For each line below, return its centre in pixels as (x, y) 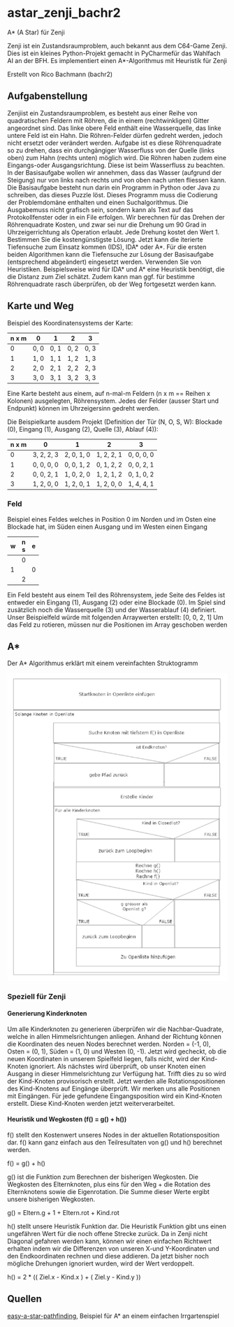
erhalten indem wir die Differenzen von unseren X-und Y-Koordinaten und (114, 1248)
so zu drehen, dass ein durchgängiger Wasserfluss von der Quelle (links (111, 150)
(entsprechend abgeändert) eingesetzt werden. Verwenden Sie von (104, 262)
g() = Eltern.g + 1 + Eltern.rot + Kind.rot (64, 1212)
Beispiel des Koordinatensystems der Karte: (70, 322)
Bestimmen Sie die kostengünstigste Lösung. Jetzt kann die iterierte (105, 239)
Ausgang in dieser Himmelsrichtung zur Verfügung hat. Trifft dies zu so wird (117, 1073)
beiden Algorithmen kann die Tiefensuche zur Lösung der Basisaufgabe (111, 254)
